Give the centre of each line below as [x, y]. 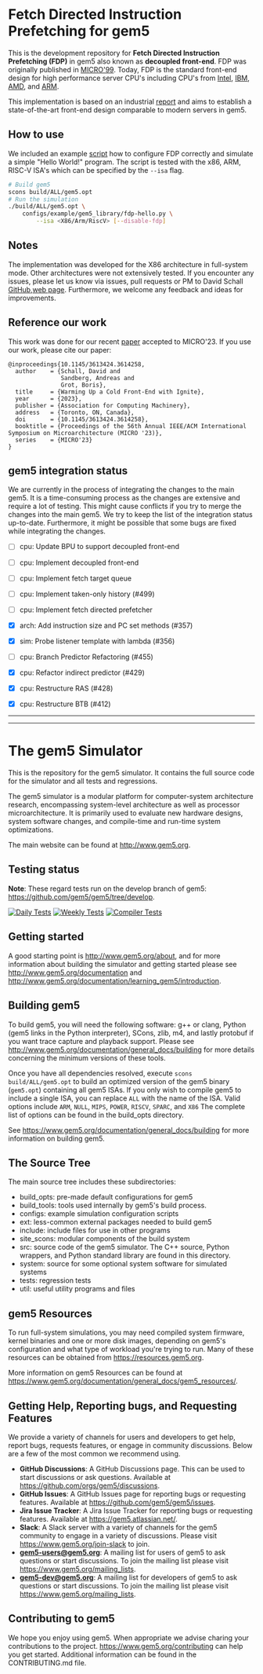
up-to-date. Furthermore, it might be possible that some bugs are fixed [122, 523]
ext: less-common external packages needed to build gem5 [115, 1222]
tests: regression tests [55, 1280]
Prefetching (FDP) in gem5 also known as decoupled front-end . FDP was [127, 61]
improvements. [32, 298]
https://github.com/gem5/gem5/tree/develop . [81, 896]
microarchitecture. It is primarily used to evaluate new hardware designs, [126, 813]
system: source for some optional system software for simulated [123, 1264]
